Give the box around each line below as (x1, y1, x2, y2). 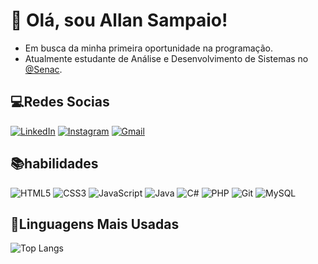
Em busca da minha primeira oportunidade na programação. (24, 42, 274, 54)
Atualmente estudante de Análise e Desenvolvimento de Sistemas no (24, 52, 309, 64)
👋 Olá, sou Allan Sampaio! (10, 9, 228, 32)
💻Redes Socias (10, 94, 110, 111)
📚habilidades (10, 155, 99, 173)
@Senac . (24, 63, 63, 75)
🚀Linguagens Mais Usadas (10, 215, 180, 233)
